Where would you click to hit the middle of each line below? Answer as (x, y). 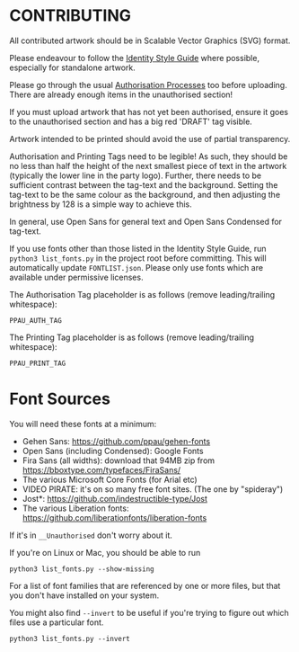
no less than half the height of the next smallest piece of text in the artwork (148, 165)
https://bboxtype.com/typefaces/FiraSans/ (101, 469)
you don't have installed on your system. (84, 595)
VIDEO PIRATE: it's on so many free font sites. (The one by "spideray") (153, 489)
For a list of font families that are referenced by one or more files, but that (145, 585)
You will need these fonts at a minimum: (83, 424)
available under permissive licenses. (76, 277)
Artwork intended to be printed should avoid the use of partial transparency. (150, 138)
